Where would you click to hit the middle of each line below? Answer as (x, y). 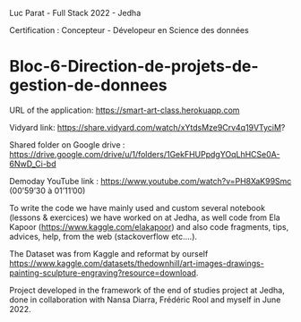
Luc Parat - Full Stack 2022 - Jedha (75, 13)
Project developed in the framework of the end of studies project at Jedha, (147, 290)
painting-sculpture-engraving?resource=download (103, 273)
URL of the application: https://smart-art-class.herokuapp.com (125, 110)
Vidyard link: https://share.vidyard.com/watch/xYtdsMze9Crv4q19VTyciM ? (147, 127)
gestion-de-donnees (88, 85)
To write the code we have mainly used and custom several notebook (138, 208)
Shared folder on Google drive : (67, 144)
